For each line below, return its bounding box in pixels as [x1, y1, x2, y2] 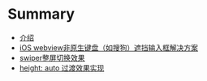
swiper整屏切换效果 [19, 53, 86, 62]
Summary [7, 5, 75, 23]
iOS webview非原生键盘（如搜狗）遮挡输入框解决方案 [19, 42, 199, 53]
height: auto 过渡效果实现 [19, 62, 105, 73]
